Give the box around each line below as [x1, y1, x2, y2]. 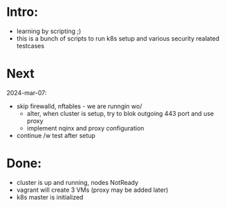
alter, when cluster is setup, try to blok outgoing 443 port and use [26, 109, 214, 117]
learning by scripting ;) [16, 27, 82, 35]
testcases [16, 41, 45, 50]
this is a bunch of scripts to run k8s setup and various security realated [16, 34, 220, 42]
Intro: [6, 4, 39, 20]
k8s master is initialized [16, 193, 84, 201]
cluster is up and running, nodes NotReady [16, 178, 139, 186]
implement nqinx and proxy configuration [26, 124, 144, 132]
